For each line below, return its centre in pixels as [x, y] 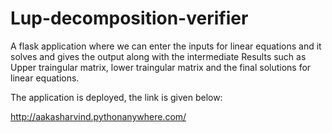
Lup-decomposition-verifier [129, 18]
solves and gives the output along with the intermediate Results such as [158, 56]
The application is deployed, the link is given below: [116, 97]
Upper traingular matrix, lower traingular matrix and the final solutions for [161, 67]
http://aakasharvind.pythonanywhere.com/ [98, 116]
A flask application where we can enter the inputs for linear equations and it [166, 46]
